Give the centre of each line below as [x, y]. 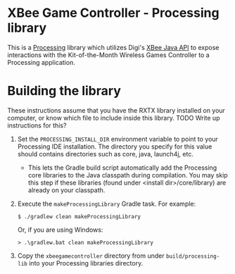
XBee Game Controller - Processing [113, 13]
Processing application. [41, 62]
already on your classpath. [66, 190]
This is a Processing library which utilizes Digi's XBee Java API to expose [113, 47]
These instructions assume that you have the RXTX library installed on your [116, 110]
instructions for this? [37, 125]
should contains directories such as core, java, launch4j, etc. [105, 154]
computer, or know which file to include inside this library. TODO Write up [114, 118]
